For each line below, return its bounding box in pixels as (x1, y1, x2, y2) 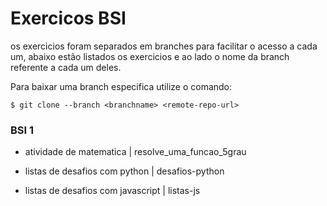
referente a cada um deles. (10, 61, 122, 73)
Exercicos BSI (10, 7, 127, 30)
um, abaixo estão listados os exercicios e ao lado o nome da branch (10, 50, 290, 62)
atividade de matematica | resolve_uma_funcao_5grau (24, 146, 247, 158)
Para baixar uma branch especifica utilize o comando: (10, 80, 233, 92)
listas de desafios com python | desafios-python (24, 165, 225, 177)
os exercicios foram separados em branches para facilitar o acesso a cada (10, 40, 318, 52)
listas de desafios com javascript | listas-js (24, 185, 201, 197)
